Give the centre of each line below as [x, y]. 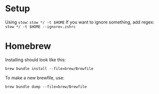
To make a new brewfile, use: [35, 78]
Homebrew [28, 46]
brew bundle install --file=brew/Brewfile [49, 69]
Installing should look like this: [35, 60]
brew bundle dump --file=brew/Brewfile [46, 87]
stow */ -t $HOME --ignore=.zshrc [41, 27]
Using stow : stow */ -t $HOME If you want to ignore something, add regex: [80, 22]
